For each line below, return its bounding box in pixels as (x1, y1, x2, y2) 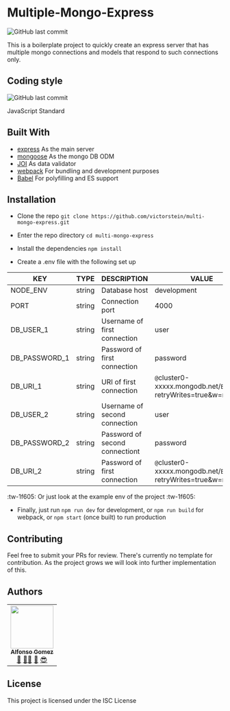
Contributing (7, 533, 63, 544)
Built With (7, 127, 50, 138)
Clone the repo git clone (16, 212, 89, 220)
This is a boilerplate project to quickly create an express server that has (7, 40, 209, 49)
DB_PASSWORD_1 (10, 353, 70, 363)
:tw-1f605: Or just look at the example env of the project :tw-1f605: (7, 492, 196, 501)
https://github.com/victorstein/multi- (91, 213, 205, 220)
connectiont (101, 447, 140, 457)
